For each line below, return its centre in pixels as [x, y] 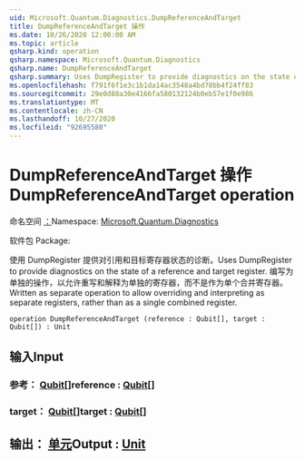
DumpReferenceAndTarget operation [152, 195]
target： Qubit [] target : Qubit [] [78, 412]
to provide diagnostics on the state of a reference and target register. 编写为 [152, 271]
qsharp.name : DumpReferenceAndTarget [81, 69]
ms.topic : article [44, 43]
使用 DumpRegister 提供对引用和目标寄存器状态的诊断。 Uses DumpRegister [151, 259]
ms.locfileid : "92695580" [58, 128]
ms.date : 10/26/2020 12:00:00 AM [73, 34]
